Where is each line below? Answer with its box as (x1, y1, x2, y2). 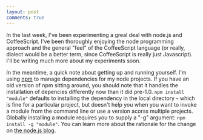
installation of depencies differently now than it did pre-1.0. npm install (6, 88, 185, 95)
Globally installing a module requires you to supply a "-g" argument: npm (6, 113, 186, 121)
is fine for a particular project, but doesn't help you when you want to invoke (6, 101, 197, 108)
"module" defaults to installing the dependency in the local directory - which (6, 95, 195, 102)
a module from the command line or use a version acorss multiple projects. (6, 107, 193, 115)
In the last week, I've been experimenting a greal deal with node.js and (6, 31, 182, 38)
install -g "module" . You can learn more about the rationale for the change (6, 120, 196, 127)
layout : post (6, 8, 39, 15)
